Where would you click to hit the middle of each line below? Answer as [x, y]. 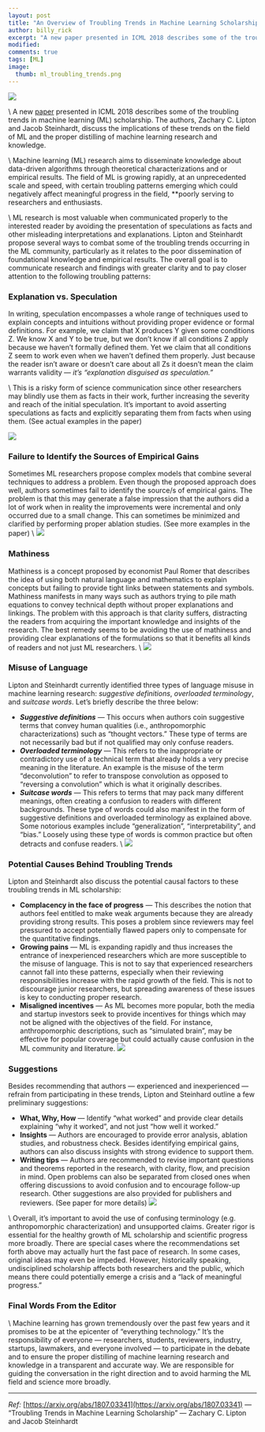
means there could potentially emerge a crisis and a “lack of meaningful [125, 1277]
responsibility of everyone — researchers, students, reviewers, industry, [125, 1340]
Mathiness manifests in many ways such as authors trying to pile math [122, 596]
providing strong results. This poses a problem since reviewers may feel [136, 922]
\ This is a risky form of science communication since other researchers [125, 387]
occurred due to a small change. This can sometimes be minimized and [124, 516]
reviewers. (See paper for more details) [83, 1203]
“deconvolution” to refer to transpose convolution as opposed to [124, 776]
